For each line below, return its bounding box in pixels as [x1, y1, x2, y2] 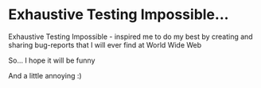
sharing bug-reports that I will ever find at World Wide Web [8, 40, 202, 49]
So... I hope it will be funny [8, 55, 95, 65]
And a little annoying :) [8, 71, 82, 80]
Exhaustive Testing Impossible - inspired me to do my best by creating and [8, 32, 253, 41]
